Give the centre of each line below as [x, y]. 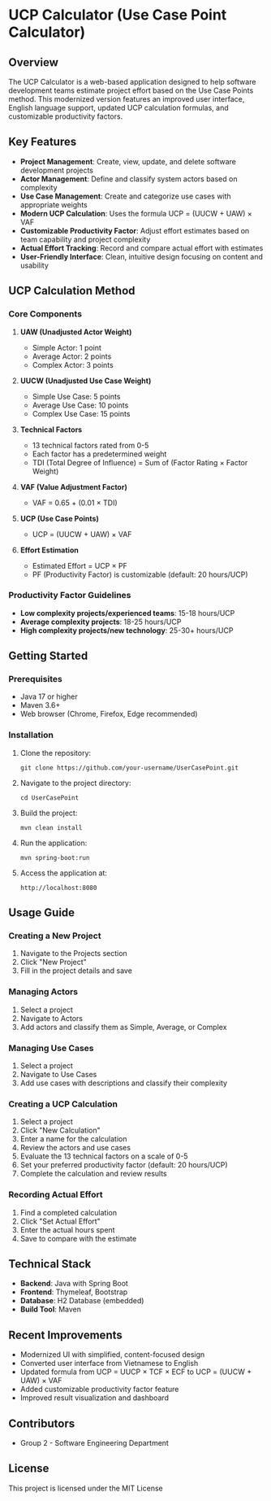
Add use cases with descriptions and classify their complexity [124, 1083]
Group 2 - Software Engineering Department [94, 1443]
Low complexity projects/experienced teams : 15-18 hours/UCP [127, 613]
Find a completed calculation [69, 1212]
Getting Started [48, 656]
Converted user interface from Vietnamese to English [109, 1364]
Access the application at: [64, 873]
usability [34, 265]
